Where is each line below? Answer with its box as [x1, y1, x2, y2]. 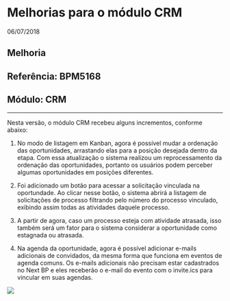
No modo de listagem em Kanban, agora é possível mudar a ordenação [16, 139, 218, 147]
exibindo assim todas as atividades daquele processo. [16, 203, 170, 211]
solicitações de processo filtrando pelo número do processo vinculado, [16, 196, 218, 204]
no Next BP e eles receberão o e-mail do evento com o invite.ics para [16, 265, 214, 274]
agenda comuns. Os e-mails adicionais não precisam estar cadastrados [16, 259, 220, 267]
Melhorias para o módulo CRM [7, 5, 183, 21]
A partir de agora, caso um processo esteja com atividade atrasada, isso [16, 216, 222, 224]
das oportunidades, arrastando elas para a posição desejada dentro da [16, 146, 218, 155]
